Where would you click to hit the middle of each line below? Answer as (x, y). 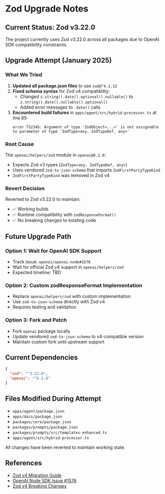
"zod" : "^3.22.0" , (29, 374)
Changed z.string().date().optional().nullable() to (76, 96)
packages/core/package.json (42, 422)
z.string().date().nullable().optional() (64, 102)
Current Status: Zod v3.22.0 (50, 27)
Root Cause (20, 144)
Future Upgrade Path (38, 236)
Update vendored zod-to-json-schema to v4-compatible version (78, 336)
